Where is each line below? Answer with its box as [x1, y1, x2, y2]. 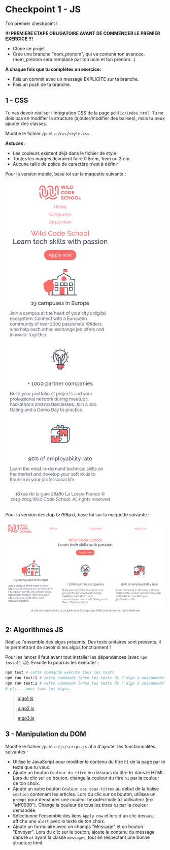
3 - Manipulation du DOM [5, 730, 86, 739]
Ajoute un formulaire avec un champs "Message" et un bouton [12, 823, 144, 830]
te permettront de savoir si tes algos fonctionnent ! [5, 644, 111, 651]
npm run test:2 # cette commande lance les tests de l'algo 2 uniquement [5, 681, 165, 686]
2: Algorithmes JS [5, 625, 63, 634]
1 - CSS [5, 96, 28, 105]
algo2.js [17, 705, 35, 711]
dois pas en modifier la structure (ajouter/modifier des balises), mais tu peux [5, 115, 165, 121]
